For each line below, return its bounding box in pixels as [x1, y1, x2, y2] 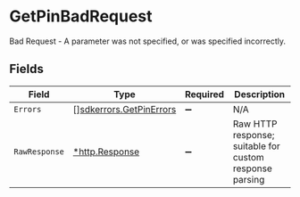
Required [184, 87, 225, 100]
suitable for [232, 140, 281, 152]
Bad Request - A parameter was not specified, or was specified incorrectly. [9, 36, 287, 46]
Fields [9, 62, 45, 77]
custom [232, 151, 265, 163]
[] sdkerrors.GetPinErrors [72, 103, 177, 115]
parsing [232, 173, 265, 185]
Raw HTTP [232, 118, 278, 130]
